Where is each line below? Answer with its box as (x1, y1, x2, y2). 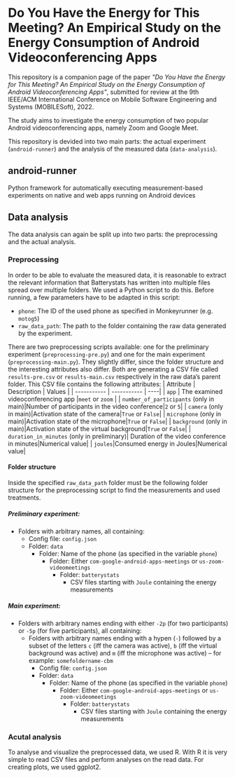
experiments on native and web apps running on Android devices (8, 191, 196, 199)
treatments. (8, 493, 41, 502)
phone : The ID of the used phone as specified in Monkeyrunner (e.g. (17, 306, 213, 315)
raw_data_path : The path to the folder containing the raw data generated (17, 321, 227, 330)
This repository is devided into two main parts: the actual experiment (8, 137, 206, 145)
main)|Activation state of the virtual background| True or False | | (8, 424, 192, 432)
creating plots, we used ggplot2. (8, 763, 101, 772)
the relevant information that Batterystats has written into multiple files (8, 278, 211, 287)
